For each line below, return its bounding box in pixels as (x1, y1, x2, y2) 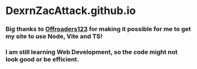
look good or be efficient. (5, 56, 80, 64)
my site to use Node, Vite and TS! (5, 32, 103, 40)
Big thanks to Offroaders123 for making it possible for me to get (5, 25, 191, 33)
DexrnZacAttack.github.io (5, 4, 136, 18)
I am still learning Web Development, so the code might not (5, 48, 178, 56)
